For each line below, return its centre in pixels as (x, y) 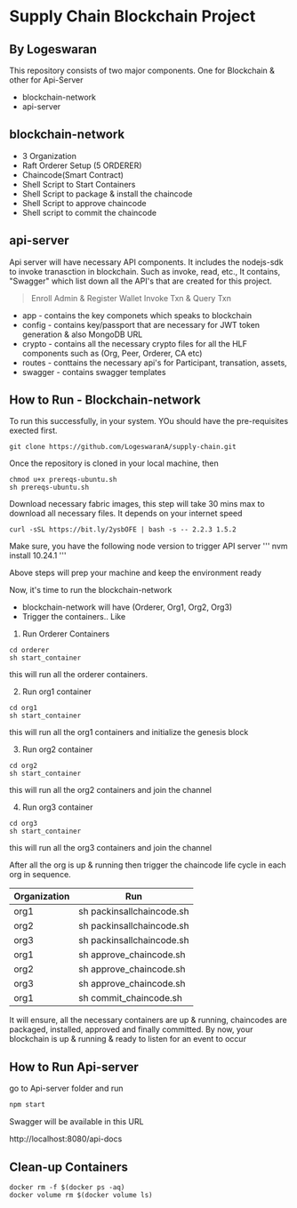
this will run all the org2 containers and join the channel (110, 790)
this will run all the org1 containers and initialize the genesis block (129, 732)
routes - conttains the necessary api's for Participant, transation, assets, (154, 363)
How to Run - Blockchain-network (105, 400)
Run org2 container (57, 749)
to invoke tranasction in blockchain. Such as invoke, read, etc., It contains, (145, 271)
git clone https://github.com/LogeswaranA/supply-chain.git (123, 447)
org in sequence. (40, 875)
